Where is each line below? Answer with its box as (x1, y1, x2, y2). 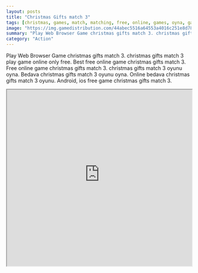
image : (6, 25, 22, 31)
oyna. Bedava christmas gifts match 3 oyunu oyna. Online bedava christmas (6, 71, 190, 78)
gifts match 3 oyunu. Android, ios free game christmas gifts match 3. (6, 77, 172, 84)
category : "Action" (6, 36, 54, 42)
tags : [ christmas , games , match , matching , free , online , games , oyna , (6, 19, 185, 25)
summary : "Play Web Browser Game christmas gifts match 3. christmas (6, 31, 180, 36)
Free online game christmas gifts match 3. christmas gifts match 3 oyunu (6, 65, 182, 71)
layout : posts (6, 8, 41, 15)
